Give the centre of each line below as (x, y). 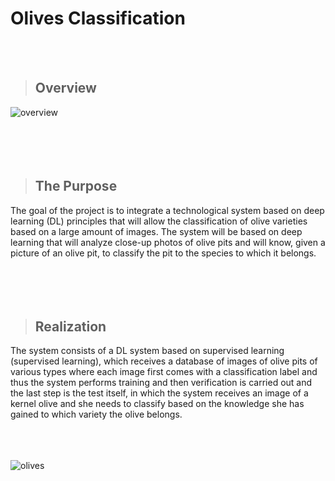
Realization (70, 326)
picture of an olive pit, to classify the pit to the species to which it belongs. (163, 253)
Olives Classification (98, 18)
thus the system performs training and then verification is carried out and (161, 383)
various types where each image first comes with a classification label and (164, 372)
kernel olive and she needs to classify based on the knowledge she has (157, 404)
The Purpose (76, 186)
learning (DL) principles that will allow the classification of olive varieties (159, 221)
